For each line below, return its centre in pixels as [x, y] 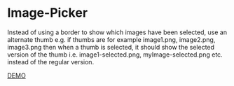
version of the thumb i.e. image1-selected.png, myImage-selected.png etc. [115, 55]
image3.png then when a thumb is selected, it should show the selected [111, 47]
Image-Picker [48, 13]
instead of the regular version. [51, 62]
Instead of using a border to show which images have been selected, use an [117, 32]
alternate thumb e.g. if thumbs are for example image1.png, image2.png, [111, 39]
